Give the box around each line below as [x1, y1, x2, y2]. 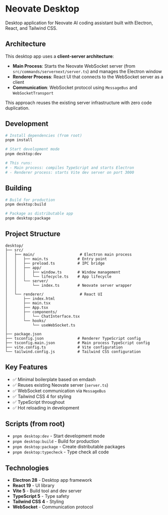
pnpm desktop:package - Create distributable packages [12, 444, 125, 450]
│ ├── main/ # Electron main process [5, 252, 132, 257]
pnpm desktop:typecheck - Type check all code [12, 449, 109, 455]
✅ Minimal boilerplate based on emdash [12, 376, 96, 382]
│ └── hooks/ [5, 318, 46, 323]
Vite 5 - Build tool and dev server [12, 488, 82, 494]
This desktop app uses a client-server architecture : [5, 53, 115, 59]
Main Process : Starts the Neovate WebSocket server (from [12, 63, 136, 69]
